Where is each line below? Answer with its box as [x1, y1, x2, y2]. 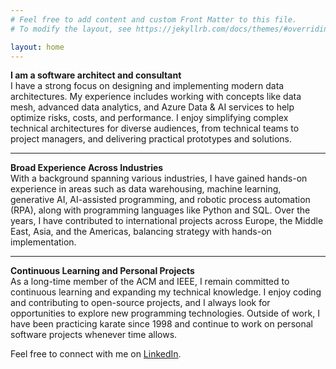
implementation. [10, 236, 77, 248]
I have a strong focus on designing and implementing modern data [10, 80, 285, 92]
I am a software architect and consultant [10, 69, 182, 81]
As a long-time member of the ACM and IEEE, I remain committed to [10, 276, 290, 288]
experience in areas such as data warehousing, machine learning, [10, 183, 282, 195]
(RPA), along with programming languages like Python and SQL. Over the [10, 204, 311, 216]
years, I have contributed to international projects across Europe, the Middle [10, 215, 324, 227]
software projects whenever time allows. [10, 329, 178, 341]
